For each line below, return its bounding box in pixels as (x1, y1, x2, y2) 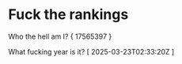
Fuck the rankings (8, 6, 129, 24)
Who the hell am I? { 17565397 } (8, 32, 112, 41)
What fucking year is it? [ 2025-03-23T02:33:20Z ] (8, 47, 175, 56)
